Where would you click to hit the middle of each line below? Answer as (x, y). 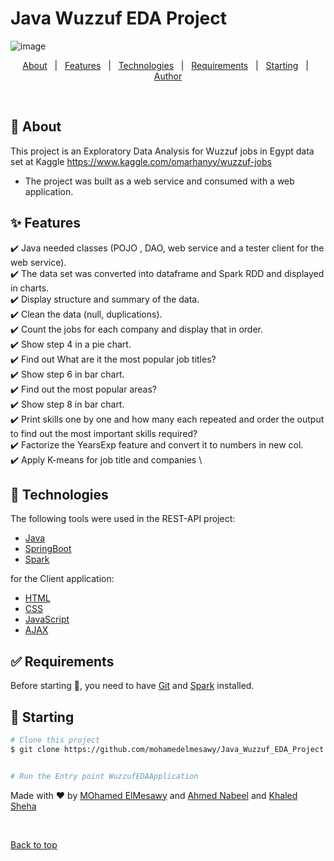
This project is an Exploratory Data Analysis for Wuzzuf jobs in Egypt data (162, 151)
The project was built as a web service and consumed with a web (159, 181)
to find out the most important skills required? (104, 433)
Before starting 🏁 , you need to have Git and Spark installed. (132, 686)
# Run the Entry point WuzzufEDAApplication (104, 776)
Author (168, 76)
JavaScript (47, 619)
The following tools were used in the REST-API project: (123, 519)
